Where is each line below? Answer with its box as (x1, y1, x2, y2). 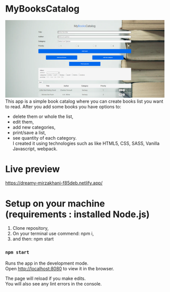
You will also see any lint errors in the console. (5, 280, 102, 286)
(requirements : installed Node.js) (5, 208, 150, 220)
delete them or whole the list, (12, 113, 73, 119)
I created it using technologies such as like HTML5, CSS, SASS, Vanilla (12, 140, 160, 146)
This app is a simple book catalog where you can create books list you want (5, 98, 163, 104)
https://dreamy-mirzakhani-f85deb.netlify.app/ (5, 180, 103, 186)
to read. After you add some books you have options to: (5, 103, 121, 109)
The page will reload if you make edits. (5, 275, 86, 281)
